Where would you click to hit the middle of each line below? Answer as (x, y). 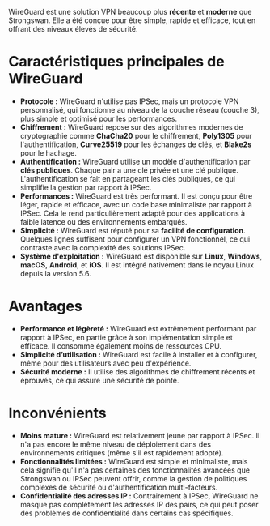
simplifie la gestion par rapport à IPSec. (86, 187)
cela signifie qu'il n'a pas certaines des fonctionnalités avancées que (135, 470)
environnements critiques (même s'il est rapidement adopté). (122, 452)
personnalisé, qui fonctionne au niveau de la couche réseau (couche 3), (140, 109)
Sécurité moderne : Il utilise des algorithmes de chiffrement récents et (137, 371)
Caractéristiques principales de (116, 62)
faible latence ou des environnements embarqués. (103, 221)
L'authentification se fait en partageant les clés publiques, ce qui (128, 178)
